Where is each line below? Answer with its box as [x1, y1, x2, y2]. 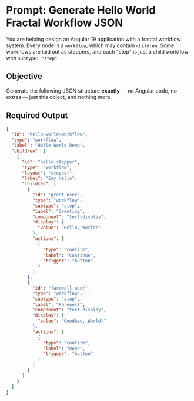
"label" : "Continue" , [43, 252, 96, 258]
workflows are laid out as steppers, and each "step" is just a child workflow [6, 48, 189, 55]
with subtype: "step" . [6, 54, 59, 61]
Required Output [6, 110, 68, 121]
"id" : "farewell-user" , [32, 285, 91, 291]
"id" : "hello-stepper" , [21, 159, 81, 165]
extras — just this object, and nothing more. [6, 93, 112, 100]
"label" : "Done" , [43, 346, 85, 351]
